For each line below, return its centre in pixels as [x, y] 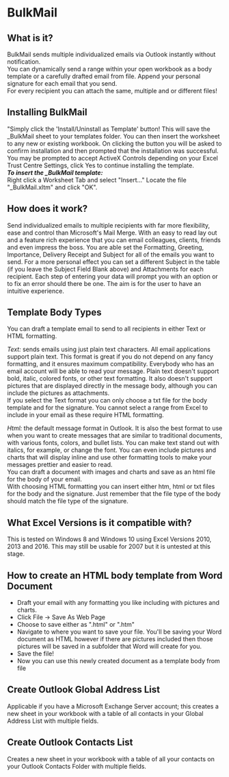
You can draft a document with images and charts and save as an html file [111, 472]
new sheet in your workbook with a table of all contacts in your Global [105, 713]
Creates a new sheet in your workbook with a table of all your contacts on [111, 758]
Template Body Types [54, 312]
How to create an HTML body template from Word [115, 575]
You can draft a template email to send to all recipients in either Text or [107, 329]
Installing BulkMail [47, 112]
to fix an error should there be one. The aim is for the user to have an [104, 283]
